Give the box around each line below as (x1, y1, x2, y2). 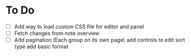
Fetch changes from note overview (14, 30, 100, 37)
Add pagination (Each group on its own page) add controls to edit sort (14, 37, 185, 44)
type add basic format (14, 43, 69, 50)
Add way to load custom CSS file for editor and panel (14, 23, 144, 30)
